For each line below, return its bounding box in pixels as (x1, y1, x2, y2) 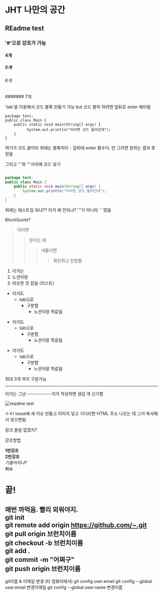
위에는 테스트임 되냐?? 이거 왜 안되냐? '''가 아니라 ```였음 (5, 207, 112, 213)
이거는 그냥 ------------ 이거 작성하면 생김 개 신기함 (5, 391, 103, 397)
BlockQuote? (5, 216, 31, 222)
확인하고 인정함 (53, 258, 82, 264)
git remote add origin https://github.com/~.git (5, 521, 147, 529)
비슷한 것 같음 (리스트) (12, 280, 54, 286)
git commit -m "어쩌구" (5, 555, 75, 563)
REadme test (5, 24, 45, 32)
